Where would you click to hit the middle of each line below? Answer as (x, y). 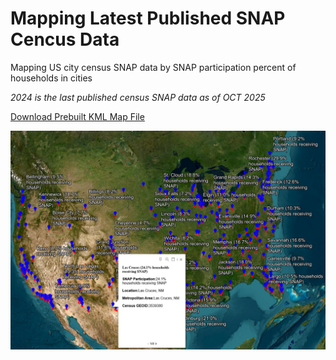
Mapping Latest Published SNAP (148, 18)
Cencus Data (65, 39)
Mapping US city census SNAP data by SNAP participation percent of (153, 67)
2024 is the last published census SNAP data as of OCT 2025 (138, 97)
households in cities (51, 78)
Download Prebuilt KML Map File (77, 116)
